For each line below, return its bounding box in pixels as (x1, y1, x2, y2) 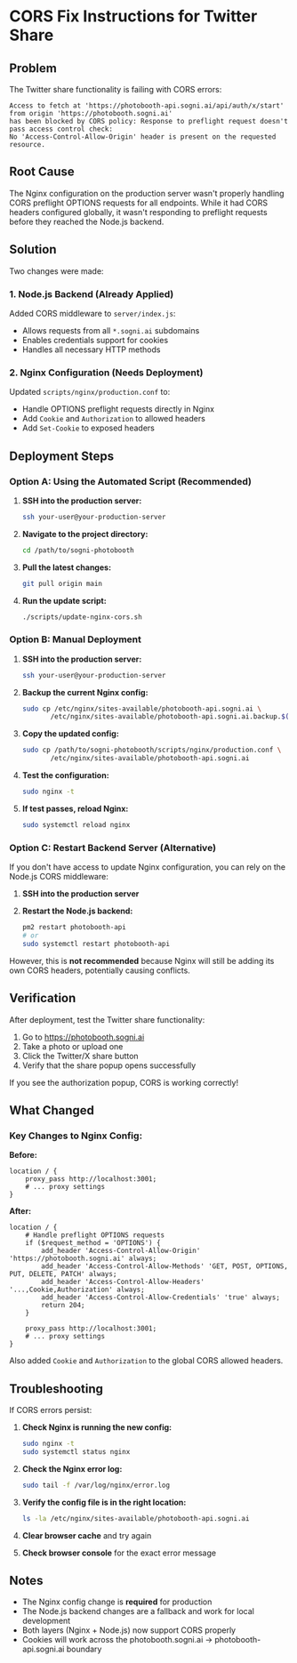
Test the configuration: (21, 770, 109, 781)
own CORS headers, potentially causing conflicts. (9, 965, 191, 976)
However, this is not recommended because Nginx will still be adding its (9, 955, 275, 966)
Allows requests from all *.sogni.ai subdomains (21, 325, 200, 335)
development (21, 1616, 71, 1627)
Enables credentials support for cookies (21, 334, 169, 345)
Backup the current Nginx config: (21, 687, 148, 697)
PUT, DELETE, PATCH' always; (9, 1270, 117, 1279)
